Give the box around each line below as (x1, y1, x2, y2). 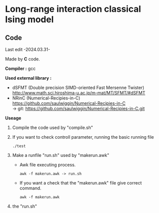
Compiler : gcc (5, 65, 36, 71)
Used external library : (5, 75, 52, 81)
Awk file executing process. (19, 162, 76, 168)
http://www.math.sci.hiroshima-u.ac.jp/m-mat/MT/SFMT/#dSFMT (12, 90, 146, 95)
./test (12, 144, 26, 149)
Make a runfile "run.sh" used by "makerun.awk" (12, 152, 109, 158)
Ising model (5, 14, 54, 25)
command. (19, 185, 42, 191)
